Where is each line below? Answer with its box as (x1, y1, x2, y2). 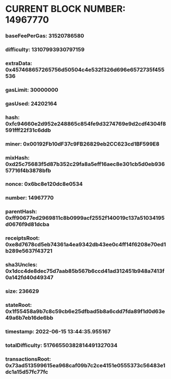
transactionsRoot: (5, 355, 51, 363)
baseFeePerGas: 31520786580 (5, 32, 84, 39)
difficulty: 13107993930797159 (5, 46, 85, 53)
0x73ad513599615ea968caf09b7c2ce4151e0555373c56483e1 (5, 362, 165, 369)
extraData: (5, 59, 32, 67)
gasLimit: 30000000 (5, 86, 59, 93)
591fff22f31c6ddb (5, 127, 51, 134)
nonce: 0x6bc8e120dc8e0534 (5, 180, 83, 187)
